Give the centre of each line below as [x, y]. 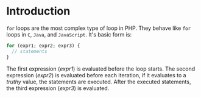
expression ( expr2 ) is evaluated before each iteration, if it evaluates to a [97, 75]
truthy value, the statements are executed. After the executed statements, [99, 82]
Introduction [38, 11]
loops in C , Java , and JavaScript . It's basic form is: [69, 34]
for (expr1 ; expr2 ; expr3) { [43, 46]
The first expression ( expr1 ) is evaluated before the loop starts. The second [101, 69]
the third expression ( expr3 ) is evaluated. [58, 88]
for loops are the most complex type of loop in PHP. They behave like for [99, 28]
